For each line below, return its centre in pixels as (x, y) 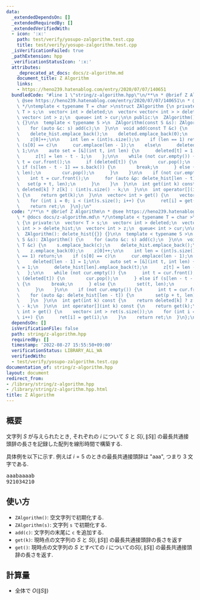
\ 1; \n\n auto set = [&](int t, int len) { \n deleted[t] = (102, 151)
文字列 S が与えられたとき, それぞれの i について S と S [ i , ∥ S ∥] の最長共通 (95, 436)
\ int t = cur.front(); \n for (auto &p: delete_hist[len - (102, 179)
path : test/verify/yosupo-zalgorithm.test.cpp (76, 39)
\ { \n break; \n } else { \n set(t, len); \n (96, 284)
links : (25, 84)
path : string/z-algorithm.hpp (49, 334)
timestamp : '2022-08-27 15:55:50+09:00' (62, 345)
